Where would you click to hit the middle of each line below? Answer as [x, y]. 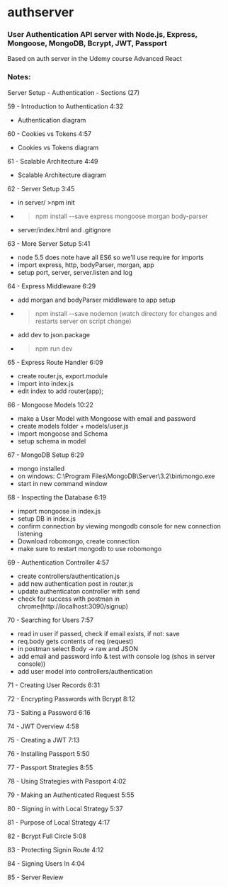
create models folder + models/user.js [73, 426]
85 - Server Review [35, 877]
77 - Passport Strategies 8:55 [50, 767]
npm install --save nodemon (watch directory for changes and [126, 313]
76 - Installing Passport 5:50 [49, 753]
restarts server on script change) [83, 321]
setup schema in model [52, 441]
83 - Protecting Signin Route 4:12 [56, 849]
